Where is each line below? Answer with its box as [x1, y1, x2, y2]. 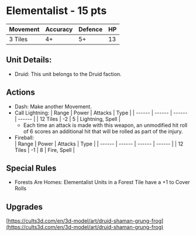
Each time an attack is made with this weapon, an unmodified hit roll [23, 122, 188, 129]
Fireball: [14, 134, 35, 141]
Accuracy [45, 25, 73, 33]
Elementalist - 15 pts [6, 4, 107, 18]
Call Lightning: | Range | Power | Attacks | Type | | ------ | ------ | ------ [14, 109, 188, 116]
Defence [78, 25, 103, 33]
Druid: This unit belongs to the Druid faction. [14, 70, 122, 77]
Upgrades [6, 202, 43, 211]
